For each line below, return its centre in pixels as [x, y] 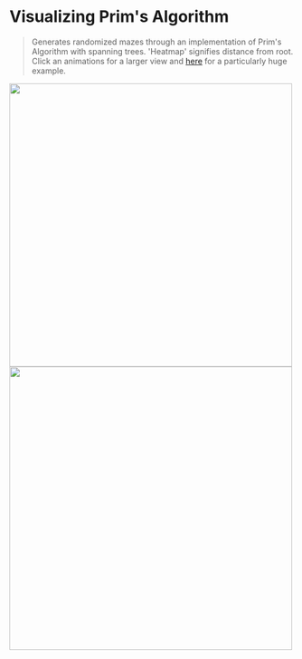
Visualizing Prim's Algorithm [119, 17]
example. [48, 71]
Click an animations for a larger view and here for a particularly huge [159, 61]
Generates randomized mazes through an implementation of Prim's [156, 42]
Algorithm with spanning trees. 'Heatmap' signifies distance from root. [162, 51]
